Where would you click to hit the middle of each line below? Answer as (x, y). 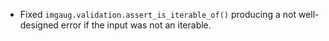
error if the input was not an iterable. (136, 25)
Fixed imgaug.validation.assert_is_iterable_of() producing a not (158, 14)
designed (39, 25)
